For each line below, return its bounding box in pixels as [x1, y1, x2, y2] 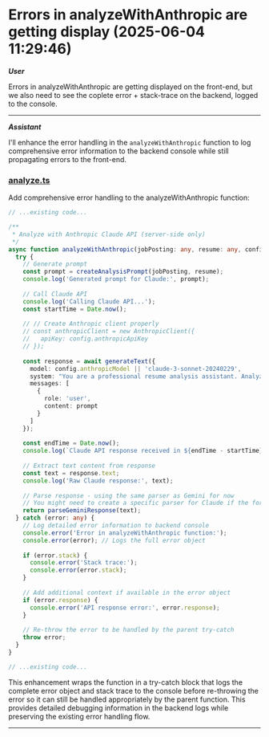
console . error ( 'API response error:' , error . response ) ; [29, 604, 220, 612]
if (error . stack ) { [22, 552, 88, 560]
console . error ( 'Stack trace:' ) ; [29, 559, 138, 567]
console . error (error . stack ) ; [29, 566, 127, 575]
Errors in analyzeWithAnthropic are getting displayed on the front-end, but [8, 82, 253, 92]
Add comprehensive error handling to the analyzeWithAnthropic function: [8, 193, 250, 202]
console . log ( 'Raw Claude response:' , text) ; [22, 476, 174, 485]
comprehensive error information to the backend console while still [8, 146, 230, 156]
